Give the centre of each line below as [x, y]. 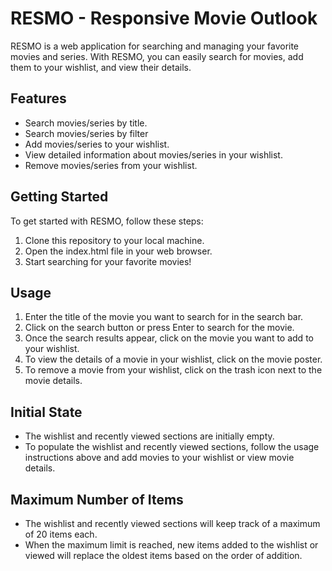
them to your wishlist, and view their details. [101, 67]
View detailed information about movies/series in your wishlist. [153, 154]
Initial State [46, 412]
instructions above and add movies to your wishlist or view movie [159, 458]
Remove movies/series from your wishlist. [111, 165]
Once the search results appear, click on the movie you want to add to [169, 338]
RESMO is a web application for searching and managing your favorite [155, 46]
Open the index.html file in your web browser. [118, 251]
